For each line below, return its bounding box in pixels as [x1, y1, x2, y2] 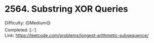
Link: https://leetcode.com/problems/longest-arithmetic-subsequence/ [4, 32, 149, 38]
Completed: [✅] [4, 27, 37, 33]
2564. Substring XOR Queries [4, 3, 128, 15]
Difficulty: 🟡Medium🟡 [4, 20, 51, 25]
